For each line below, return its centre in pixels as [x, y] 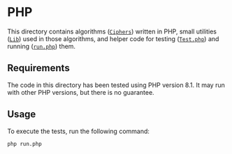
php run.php [24, 144]
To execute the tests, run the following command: [79, 131]
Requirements [38, 68]
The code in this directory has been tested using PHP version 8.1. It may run [116, 85]
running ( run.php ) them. [41, 46]
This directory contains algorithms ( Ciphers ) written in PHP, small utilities [112, 31]
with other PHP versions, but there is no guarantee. [81, 92]
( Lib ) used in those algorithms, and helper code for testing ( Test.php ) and [113, 38]
